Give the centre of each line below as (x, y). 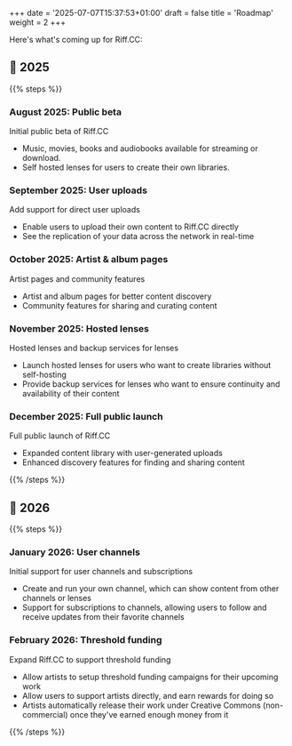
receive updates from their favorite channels (103, 617)
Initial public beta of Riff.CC (59, 132)
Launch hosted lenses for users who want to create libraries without (146, 365)
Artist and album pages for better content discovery (117, 296)
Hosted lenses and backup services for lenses (94, 348)
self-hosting (44, 374)
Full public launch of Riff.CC (60, 436)
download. (41, 158)
